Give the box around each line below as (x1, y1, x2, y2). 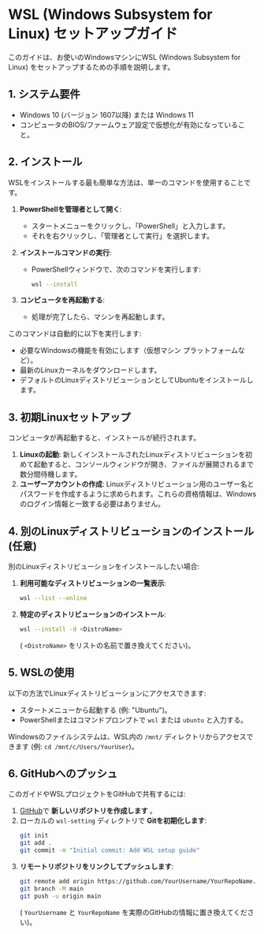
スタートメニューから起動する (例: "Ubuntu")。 (19, 705, 172, 715)
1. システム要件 (8, 88, 80, 101)
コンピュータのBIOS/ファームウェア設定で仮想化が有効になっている (19, 120, 239, 129)
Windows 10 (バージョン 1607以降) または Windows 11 (19, 110, 195, 119)
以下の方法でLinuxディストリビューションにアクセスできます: (8, 688, 206, 698)
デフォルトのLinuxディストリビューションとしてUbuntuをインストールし (19, 375, 254, 384)
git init (19, 831, 49, 840)
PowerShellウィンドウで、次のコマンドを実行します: (31, 264, 201, 274)
